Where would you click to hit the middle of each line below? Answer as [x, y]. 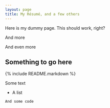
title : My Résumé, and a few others [42, 14]
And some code [20, 102]
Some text [15, 83]
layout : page [18, 9]
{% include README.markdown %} [41, 74]
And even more [21, 47]
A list [17, 92]
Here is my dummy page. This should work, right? [55, 28]
